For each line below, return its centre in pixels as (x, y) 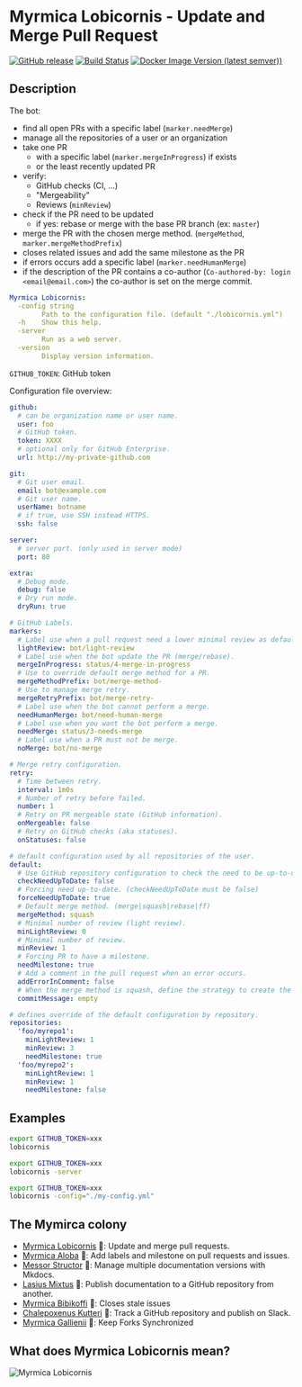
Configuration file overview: (61, 391)
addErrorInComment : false (66, 982)
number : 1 (36, 806)
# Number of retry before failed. (82, 798)
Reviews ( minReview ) (73, 204)
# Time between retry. (60, 781)
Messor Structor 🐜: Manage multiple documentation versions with (144, 1265)
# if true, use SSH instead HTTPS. (84, 516)
